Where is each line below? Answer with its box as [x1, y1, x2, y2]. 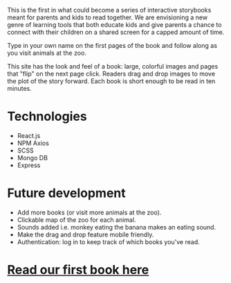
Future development [7, 185, 126, 201]
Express [17, 161, 41, 169]
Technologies [7, 109, 88, 124]
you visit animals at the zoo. [7, 49, 86, 57]
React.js [17, 131, 41, 139]
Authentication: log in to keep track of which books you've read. [17, 237, 201, 246]
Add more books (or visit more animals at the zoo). [17, 208, 162, 216]
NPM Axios [17, 139, 50, 147]
